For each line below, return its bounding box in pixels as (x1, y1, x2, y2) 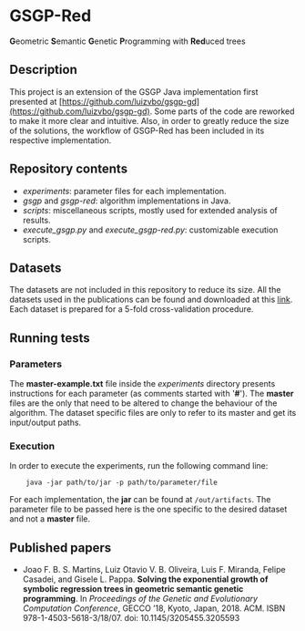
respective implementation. (9, 134, 112, 146)
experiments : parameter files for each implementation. (22, 185, 227, 196)
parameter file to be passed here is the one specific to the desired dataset (9, 503, 288, 515)
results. (22, 214, 52, 225)
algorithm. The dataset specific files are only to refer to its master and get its (9, 408, 297, 419)
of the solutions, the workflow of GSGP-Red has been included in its (9, 125, 265, 136)
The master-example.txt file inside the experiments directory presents (9, 378, 276, 389)
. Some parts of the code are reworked (149, 106, 295, 117)
